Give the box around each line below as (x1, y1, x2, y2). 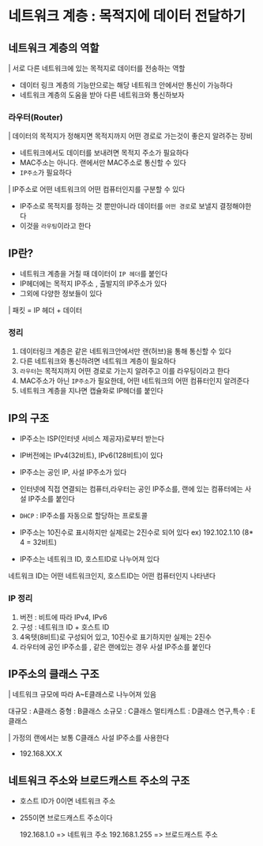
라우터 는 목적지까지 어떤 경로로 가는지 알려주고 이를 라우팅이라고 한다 (19, 367, 231, 376)
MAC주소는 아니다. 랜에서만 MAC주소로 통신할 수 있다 (19, 158, 187, 167)
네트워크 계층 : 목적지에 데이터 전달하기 (8, 7, 246, 25)
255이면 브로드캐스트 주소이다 (19, 813, 113, 822)
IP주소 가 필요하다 (19, 167, 73, 178)
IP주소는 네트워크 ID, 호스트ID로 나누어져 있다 (19, 555, 160, 564)
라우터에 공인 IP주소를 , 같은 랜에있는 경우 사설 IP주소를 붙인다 (19, 641, 212, 652)
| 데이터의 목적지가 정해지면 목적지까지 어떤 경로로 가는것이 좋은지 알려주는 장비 (8, 131, 253, 141)
